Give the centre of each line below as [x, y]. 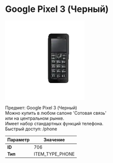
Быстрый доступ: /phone [31, 129]
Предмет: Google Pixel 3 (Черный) [41, 107]
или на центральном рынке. [35, 118]
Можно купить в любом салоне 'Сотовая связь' [56, 113]
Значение [55, 140]
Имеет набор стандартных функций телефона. [54, 123]
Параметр [18, 140]
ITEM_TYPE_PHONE [54, 154]
